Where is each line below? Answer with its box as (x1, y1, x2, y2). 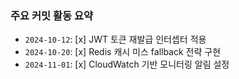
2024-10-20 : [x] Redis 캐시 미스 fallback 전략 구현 (24, 46, 222, 58)
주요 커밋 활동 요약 (10, 8, 94, 22)
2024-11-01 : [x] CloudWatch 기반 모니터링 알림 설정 (24, 58, 230, 71)
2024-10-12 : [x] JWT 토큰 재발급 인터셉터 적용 (24, 33, 207, 46)
